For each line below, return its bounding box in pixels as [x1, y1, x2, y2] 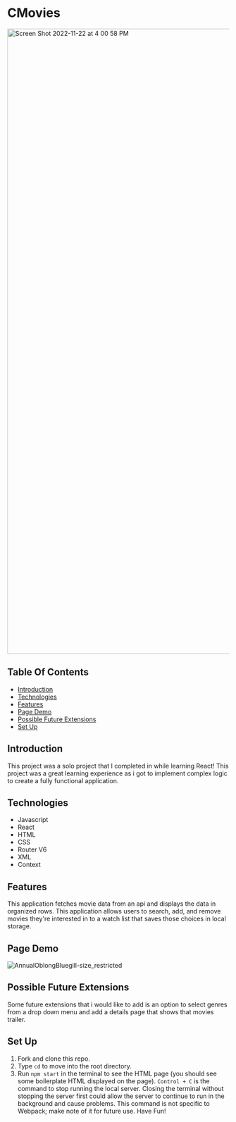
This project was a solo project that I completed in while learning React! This [7, 761, 229, 770]
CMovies [7, 5, 61, 21]
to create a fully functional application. [7, 776, 119, 785]
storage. [7, 922, 32, 930]
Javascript [17, 816, 49, 824]
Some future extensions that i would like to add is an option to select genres [7, 1000, 228, 1009]
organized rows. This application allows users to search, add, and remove [7, 907, 221, 916]
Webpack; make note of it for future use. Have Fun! [17, 1107, 167, 1115]
